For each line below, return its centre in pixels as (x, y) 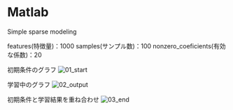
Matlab (28, 12)
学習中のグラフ (29, 84)
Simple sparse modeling (42, 32)
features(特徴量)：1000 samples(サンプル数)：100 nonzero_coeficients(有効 (116, 46)
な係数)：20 (24, 55)
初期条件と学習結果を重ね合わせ (53, 99)
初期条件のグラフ (32, 69)
